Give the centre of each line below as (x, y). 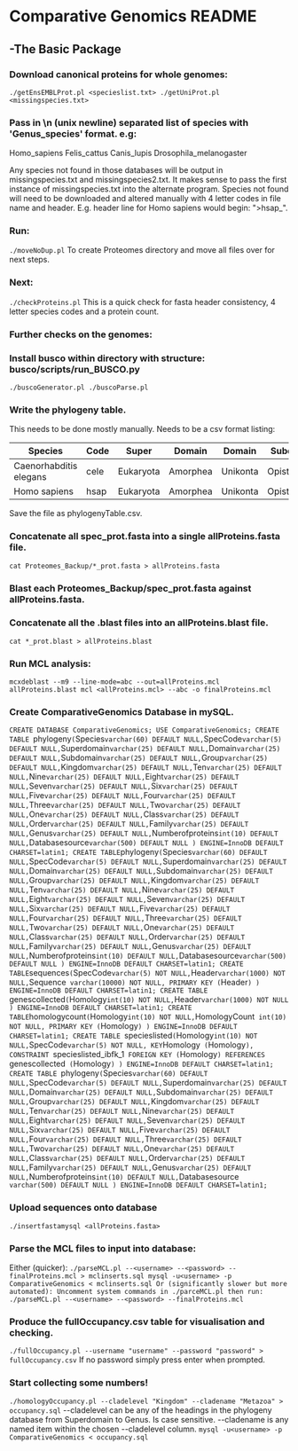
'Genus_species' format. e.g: (73, 133)
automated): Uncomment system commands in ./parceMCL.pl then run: (137, 1291)
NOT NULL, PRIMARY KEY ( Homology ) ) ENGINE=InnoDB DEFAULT (123, 1026)
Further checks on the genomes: (81, 334)
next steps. (30, 260)
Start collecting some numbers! (79, 1383)
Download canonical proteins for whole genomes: (119, 75)
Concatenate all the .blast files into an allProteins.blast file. (139, 623)
